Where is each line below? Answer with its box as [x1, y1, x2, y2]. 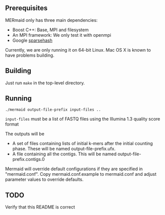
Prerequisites [5, 4, 48, 12]
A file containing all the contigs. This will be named [12, 151, 117, 157]
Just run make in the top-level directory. [5, 79, 85, 86]
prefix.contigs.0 [12, 156, 45, 162]
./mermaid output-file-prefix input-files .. [5, 107, 101, 112]
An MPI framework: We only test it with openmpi [12, 32, 111, 38]
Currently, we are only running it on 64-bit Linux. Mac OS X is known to [5, 47, 151, 53]
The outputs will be [5, 131, 45, 137]
